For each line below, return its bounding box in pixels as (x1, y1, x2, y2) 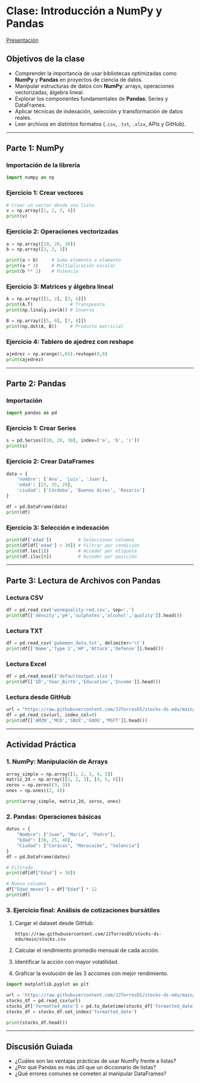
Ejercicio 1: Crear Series (6, 424, 76, 433)
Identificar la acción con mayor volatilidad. (14, 958, 119, 966)
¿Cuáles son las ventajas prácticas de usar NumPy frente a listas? (14, 1057, 177, 1065)
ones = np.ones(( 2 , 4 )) (6, 788, 65, 794)
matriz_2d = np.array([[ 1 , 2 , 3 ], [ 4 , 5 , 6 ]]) (6, 777, 124, 783)
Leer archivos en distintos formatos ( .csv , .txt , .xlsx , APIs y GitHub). (14, 120, 186, 128)
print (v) (6, 213, 28, 219)
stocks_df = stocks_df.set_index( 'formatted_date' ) (6, 1008, 137, 1014)
